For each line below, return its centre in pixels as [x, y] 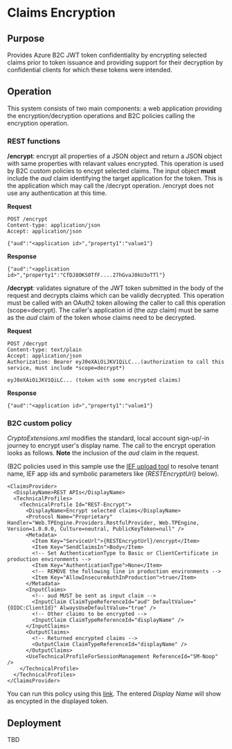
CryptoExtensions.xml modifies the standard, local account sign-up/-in [108, 438]
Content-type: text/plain [44, 350]
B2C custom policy [40, 423]
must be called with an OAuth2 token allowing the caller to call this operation [116, 303]
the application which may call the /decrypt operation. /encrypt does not [110, 186]
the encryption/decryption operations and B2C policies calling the [101, 115]
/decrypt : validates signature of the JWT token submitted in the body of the [115, 288]
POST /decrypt [28, 344]
